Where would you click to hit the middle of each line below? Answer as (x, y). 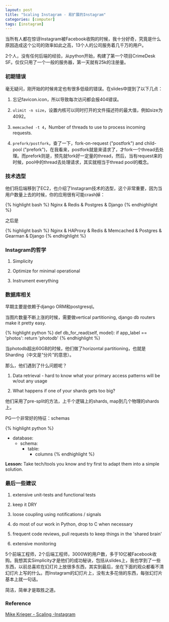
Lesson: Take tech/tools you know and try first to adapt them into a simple (82, 464)
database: (23, 438)
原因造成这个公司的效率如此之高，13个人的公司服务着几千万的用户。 (76, 45)
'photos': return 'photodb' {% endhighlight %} (53, 338)
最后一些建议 (21, 483)
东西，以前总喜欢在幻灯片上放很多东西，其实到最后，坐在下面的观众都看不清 (84, 567)
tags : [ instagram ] (24, 24)
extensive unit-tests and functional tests (54, 494)
